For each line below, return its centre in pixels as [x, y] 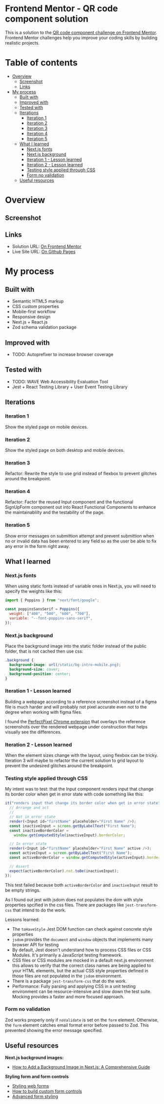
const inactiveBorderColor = [39, 830]
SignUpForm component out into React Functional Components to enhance [81, 507]
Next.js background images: [34, 1057]
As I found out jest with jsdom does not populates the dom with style [74, 899]
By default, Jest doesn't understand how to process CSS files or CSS [82, 950]
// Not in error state [32, 817]
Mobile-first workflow [34, 312]
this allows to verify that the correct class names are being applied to [82, 965]
